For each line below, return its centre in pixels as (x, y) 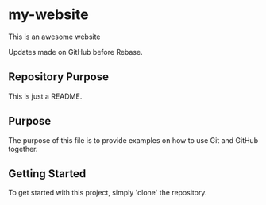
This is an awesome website (54, 37)
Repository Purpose (59, 77)
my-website (48, 15)
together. (23, 149)
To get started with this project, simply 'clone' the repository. (108, 193)
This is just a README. (45, 96)
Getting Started (47, 174)
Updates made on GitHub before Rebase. (75, 52)
